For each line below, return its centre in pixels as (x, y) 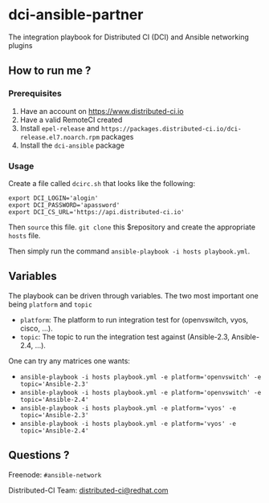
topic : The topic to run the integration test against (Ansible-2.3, (125, 337)
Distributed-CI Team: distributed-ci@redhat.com (88, 490)
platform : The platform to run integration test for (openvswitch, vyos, (134, 319)
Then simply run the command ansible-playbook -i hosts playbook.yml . (129, 251)
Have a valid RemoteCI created (71, 120)
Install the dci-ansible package (72, 145)
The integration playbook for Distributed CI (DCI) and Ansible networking (128, 37)
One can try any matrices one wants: (69, 361)
